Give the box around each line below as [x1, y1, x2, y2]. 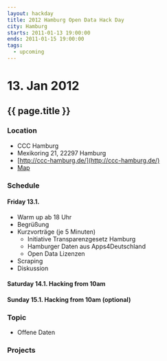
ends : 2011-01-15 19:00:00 [7, 36, 85, 43]
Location [7, 126, 38, 135]
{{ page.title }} [7, 105, 71, 117]
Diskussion [16, 264, 49, 272]
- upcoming [13, 49, 45, 56]
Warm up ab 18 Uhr [16, 212, 72, 221]
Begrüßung [16, 220, 49, 228]
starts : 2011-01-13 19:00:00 [7, 29, 91, 36]
